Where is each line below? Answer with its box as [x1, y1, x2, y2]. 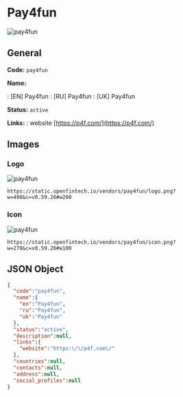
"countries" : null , [13, 358, 66, 365]
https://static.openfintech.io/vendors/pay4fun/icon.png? [7, 239, 176, 245]
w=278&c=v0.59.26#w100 [7, 245, 72, 252]
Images [7, 139, 40, 150]
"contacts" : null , [13, 364, 63, 371]
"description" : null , [13, 333, 72, 339]
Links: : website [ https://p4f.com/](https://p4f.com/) [7, 119, 155, 127]
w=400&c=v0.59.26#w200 [7, 194, 72, 201]
